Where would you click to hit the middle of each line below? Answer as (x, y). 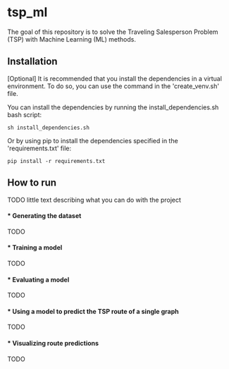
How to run (32, 183)
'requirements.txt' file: (39, 148)
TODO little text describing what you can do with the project (94, 200)
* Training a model (35, 248)
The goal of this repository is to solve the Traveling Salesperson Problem (113, 32)
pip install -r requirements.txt (56, 161)
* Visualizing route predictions (53, 343)
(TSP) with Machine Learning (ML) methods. (72, 39)
